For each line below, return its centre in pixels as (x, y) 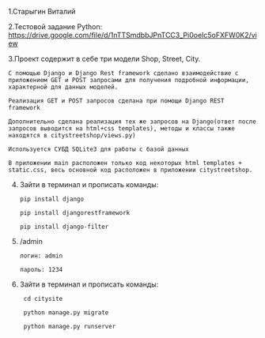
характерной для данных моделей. (63, 87)
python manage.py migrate (66, 313)
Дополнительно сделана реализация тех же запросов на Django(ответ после (132, 122)
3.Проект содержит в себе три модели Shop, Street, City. (104, 59)
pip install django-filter (64, 227)
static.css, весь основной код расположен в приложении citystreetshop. (131, 170)
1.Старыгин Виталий (42, 11)
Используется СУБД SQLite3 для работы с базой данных (99, 149)
